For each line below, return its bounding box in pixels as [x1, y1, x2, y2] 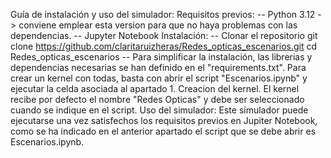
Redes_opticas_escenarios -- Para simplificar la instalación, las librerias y [10, 51, 313, 63]
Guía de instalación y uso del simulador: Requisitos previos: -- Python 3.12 [10, 9, 316, 20]
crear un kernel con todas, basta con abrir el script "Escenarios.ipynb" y [10, 72, 308, 84]
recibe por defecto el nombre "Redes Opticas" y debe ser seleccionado [10, 94, 305, 105]
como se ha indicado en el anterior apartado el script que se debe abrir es [10, 125, 317, 137]
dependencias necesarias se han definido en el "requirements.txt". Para [10, 62, 307, 73]
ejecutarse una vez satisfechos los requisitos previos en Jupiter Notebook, [10, 115, 318, 126]
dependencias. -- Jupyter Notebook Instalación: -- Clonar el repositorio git [10, 30, 318, 41]
